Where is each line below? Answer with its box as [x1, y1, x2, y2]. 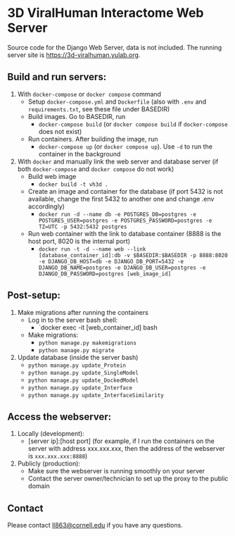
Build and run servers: [7, 71, 107, 83]
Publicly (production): [17, 459, 81, 468]
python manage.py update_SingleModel [27, 369, 139, 376]
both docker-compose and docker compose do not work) [17, 164, 174, 173]
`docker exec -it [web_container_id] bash [38, 323, 158, 332]
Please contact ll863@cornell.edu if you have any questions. [7, 521, 183, 530]
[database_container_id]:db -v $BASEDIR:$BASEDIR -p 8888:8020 [38, 251, 228, 258]
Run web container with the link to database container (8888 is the [27, 229, 222, 237]
